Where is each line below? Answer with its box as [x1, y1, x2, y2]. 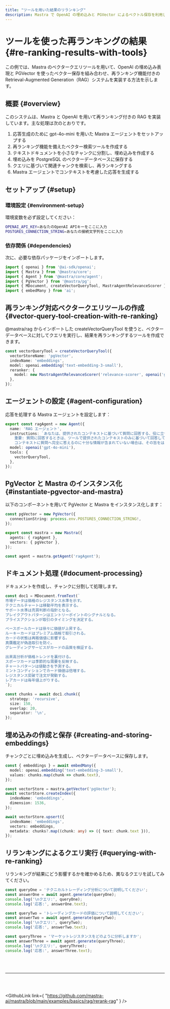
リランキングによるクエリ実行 [5, 848, 98, 857]
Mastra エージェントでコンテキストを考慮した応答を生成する [12, 169, 139, 175]
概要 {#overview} [5, 99, 61, 108]
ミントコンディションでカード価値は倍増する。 [5, 668, 88, 674]
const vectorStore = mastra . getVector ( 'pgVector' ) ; [5, 786, 116, 791]
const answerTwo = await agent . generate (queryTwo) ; [5, 915, 116, 921]
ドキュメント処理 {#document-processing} [5, 569, 143, 577]
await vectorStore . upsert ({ [5, 814, 65, 819]
